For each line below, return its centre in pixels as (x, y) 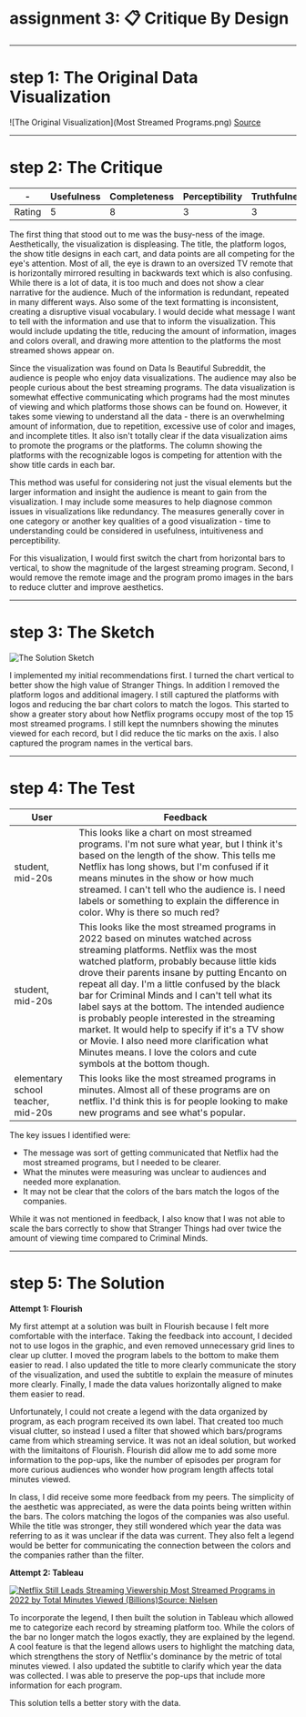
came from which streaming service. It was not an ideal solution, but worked (153, 1440)
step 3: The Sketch (82, 632)
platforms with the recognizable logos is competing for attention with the (146, 455)
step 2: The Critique (87, 168)
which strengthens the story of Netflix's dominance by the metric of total (146, 1656)
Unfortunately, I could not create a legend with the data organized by (139, 1411)
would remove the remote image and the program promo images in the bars (152, 577)
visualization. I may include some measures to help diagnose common (141, 502)
